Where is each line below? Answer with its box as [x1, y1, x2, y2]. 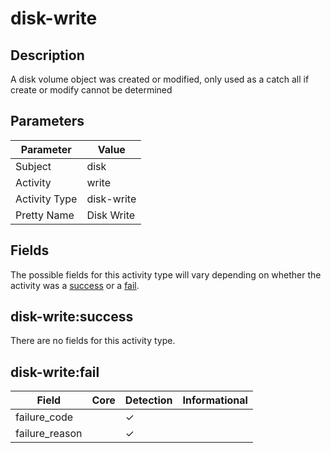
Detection [124, 393, 173, 407]
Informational [182, 393, 248, 407]
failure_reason [15, 427, 83, 441]
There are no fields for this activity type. [10, 335, 176, 347]
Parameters [10, 113, 85, 130]
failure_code [15, 410, 74, 424]
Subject [15, 159, 52, 173]
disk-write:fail [10, 363, 100, 381]
